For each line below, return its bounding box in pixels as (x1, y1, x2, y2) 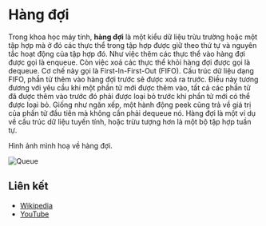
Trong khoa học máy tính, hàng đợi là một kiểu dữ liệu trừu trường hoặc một (8, 32, 258, 42)
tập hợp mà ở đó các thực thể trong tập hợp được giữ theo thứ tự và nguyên (8, 40, 257, 50)
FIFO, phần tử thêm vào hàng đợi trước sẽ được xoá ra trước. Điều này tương (8, 74, 259, 84)
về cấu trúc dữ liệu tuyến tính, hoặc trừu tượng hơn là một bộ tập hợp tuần (8, 117, 252, 126)
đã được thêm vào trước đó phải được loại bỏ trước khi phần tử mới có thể (8, 91, 251, 101)
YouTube (19, 209, 50, 219)
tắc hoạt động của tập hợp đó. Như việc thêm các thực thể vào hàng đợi (8, 49, 246, 58)
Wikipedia (19, 200, 54, 210)
